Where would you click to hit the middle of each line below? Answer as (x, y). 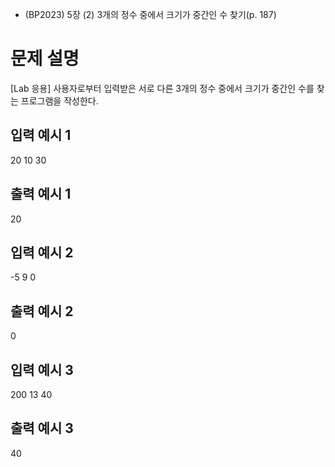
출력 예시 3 (42, 428)
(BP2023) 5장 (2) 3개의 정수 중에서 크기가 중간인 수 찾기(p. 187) (150, 14)
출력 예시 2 (42, 311)
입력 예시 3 (42, 369)
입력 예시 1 (41, 135)
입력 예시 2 (42, 252)
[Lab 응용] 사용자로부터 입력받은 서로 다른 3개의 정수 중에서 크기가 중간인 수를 (162, 88)
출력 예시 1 (41, 194)
